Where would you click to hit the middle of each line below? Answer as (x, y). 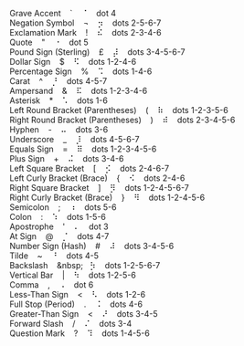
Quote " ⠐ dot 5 (49, 42)
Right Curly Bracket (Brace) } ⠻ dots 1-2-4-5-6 (107, 197)
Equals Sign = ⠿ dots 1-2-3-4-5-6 (83, 149)
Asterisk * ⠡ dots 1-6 (58, 100)
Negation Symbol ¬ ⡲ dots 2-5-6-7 (85, 23)
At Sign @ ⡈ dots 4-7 (59, 236)
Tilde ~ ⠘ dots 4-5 (54, 256)
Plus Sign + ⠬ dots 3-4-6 (67, 158)
